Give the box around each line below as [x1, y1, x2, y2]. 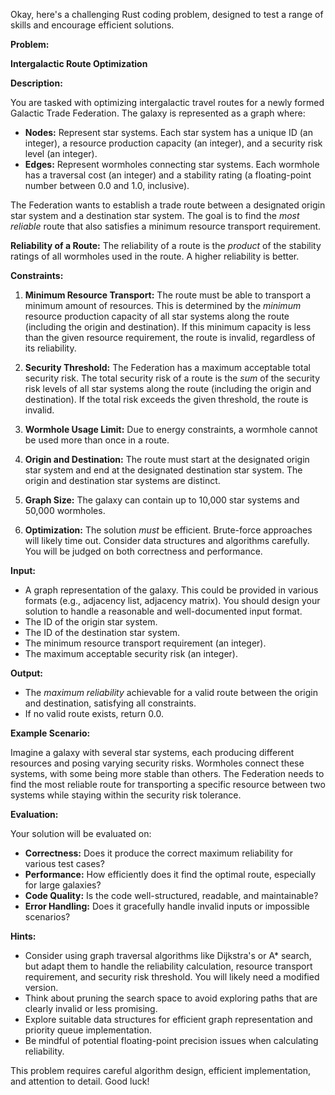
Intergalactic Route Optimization [10, 58, 148, 69]
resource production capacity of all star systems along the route [24, 310, 290, 322]
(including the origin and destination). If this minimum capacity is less [24, 321, 312, 333]
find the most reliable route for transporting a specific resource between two [10, 779, 326, 790]
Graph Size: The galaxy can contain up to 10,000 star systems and [24, 494, 300, 506]
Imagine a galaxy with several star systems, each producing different [10, 747, 295, 758]
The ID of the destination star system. [24, 627, 180, 638]
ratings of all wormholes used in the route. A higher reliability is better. [10, 250, 300, 262]
